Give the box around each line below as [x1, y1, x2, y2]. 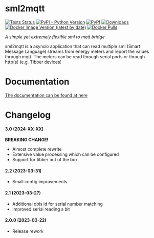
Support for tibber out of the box [12, 157, 78, 163]
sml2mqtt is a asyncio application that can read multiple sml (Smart [5, 43, 141, 49]
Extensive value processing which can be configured [12, 151, 119, 157]
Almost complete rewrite [12, 146, 62, 152]
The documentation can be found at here [5, 92, 88, 98]
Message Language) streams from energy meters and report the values [5, 48, 149, 54]
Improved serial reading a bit [12, 206, 70, 212]
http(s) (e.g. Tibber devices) [5, 59, 62, 65]
